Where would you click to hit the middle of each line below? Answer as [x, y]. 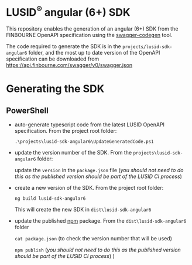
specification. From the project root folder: [66, 131]
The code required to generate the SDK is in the [64, 46]
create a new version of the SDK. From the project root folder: [89, 188]
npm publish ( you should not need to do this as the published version [98, 250]
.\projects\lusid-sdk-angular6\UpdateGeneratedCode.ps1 [84, 142]
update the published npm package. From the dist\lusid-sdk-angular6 [100, 221]
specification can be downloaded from [53, 59]
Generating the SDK [55, 89]
